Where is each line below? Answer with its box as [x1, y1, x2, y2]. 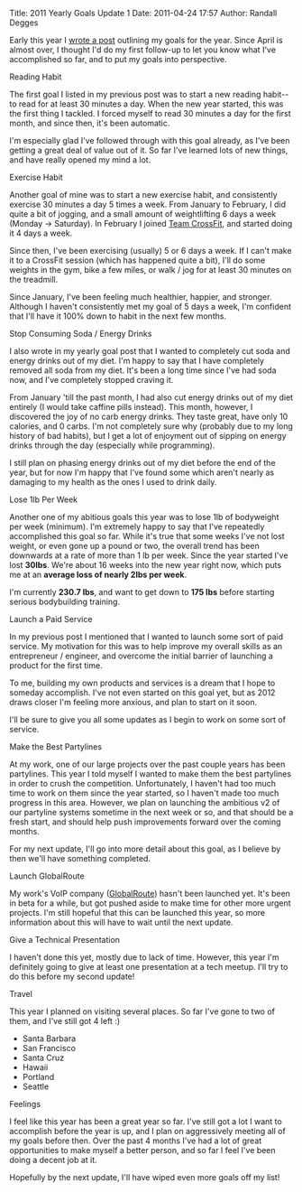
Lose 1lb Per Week [9, 494, 78, 505]
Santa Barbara [22, 1033, 77, 1044]
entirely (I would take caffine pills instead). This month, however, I [9, 402, 253, 412]
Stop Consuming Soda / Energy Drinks [9, 329, 152, 339]
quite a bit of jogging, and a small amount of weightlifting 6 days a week [9, 209, 277, 219]
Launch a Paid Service [9, 614, 93, 624]
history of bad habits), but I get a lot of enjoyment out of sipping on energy [9, 431, 287, 441]
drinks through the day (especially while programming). [9, 440, 215, 451]
